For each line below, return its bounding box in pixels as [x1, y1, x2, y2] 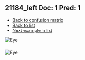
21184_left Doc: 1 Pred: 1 [5, 4, 81, 12]
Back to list [12, 22, 35, 28]
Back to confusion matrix [12, 17, 63, 23]
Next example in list [12, 27, 53, 33]
